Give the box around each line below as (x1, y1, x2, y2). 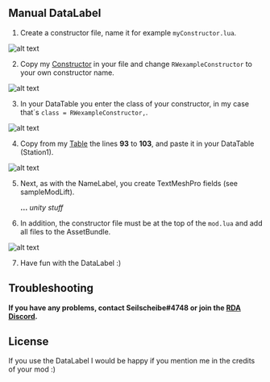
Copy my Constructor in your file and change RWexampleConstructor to (19, 59, 252, 69)
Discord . (8, 311, 38, 321)
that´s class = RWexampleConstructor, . (19, 107, 148, 117)
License (8, 334, 49, 349)
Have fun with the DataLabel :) (19, 258, 122, 268)
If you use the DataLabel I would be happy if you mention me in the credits (8, 356, 255, 366)
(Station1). (19, 147, 54, 156)
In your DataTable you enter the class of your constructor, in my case (19, 98, 250, 108)
